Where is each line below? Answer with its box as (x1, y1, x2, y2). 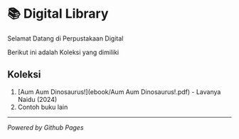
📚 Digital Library (7, 6, 109, 22)
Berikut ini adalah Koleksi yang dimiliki (7, 48, 119, 56)
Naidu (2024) (17, 95, 58, 103)
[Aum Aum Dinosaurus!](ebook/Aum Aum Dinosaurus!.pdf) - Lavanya (17, 87, 221, 96)
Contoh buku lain (17, 103, 68, 111)
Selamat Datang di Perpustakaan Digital (7, 34, 124, 43)
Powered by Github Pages (7, 123, 84, 132)
